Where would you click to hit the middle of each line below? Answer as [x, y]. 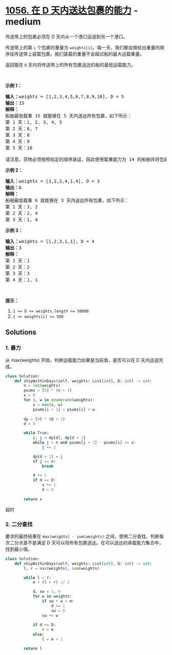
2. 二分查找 [19, 524]
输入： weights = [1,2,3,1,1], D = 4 [50, 241]
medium [23, 22]
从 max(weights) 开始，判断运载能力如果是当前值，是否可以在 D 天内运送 [82, 360]
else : [38, 634]
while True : [37, 433]
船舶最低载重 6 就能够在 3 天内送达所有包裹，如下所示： [67, 200]
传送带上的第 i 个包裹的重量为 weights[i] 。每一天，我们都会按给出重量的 [83, 47]
